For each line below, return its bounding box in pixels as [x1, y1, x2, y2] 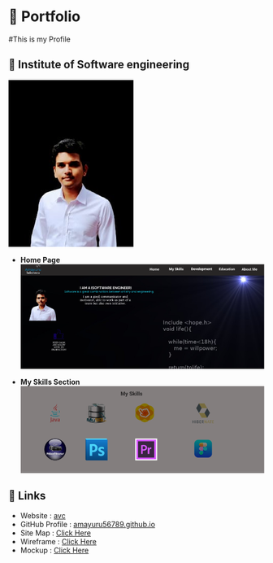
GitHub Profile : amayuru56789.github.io [19, 519, 156, 529]
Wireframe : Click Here [19, 536, 97, 546]
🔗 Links [8, 489, 46, 503]
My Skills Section [19, 378, 80, 387]
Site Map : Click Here [19, 528, 92, 538]
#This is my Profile [8, 34, 71, 44]
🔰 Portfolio [8, 7, 81, 26]
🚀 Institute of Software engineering [8, 58, 189, 72]
